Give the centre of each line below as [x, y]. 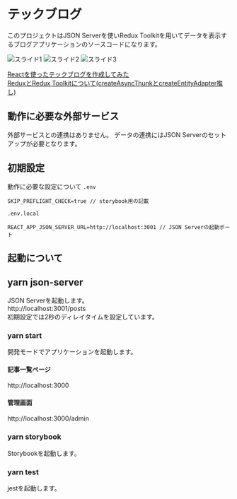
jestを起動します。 [34, 488]
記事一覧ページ [29, 369]
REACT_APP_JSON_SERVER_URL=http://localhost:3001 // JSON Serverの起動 [114, 227]
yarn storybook [34, 437]
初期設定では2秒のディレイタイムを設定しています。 [83, 317]
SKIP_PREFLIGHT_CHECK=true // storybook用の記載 [78, 201]
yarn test [23, 472]
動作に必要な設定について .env [52, 186]
